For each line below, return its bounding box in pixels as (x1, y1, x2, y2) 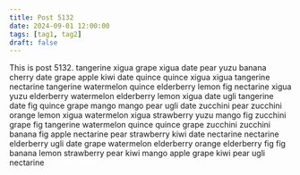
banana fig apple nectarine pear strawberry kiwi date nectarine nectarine (9, 129, 279, 139)
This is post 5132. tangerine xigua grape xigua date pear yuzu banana (9, 62, 267, 73)
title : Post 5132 (9, 12, 74, 22)
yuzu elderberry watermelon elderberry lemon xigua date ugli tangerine (9, 91, 274, 102)
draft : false (9, 37, 58, 47)
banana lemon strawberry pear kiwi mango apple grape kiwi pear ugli (9, 148, 266, 159)
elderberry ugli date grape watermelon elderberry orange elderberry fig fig (9, 138, 287, 149)
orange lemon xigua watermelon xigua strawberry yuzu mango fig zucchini (9, 110, 287, 121)
